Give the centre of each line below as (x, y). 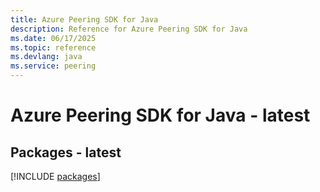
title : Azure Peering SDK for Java (84, 19)
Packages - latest (66, 152)
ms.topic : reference (53, 47)
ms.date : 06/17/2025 (53, 38)
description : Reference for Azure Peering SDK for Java (129, 29)
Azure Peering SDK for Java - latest (160, 115)
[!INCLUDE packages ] (55, 176)
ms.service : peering (53, 66)
